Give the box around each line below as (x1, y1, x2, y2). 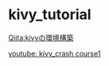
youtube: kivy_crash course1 (8, 49, 101, 58)
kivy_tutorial (8, 6, 91, 24)
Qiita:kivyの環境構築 (8, 33, 74, 42)
